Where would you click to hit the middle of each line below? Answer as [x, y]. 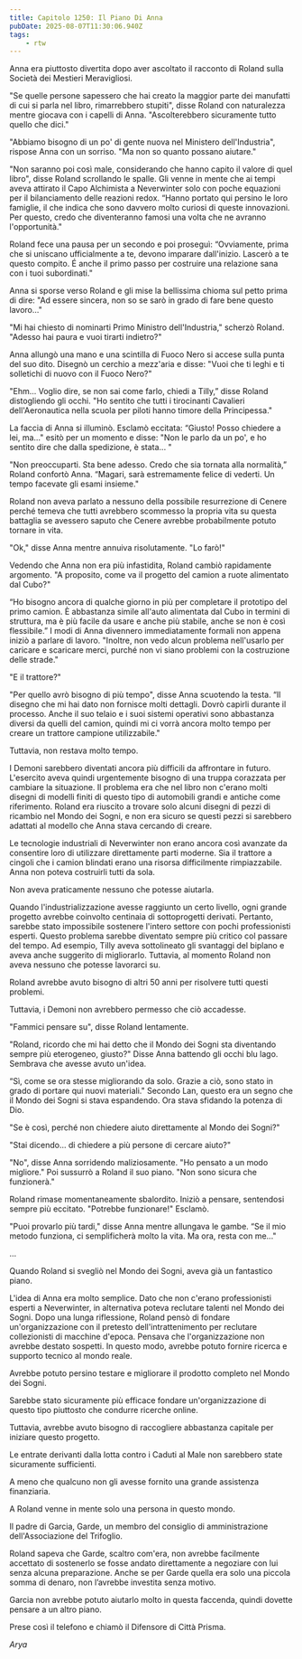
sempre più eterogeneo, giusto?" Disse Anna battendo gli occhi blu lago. [144, 1054]
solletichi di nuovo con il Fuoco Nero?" [81, 374]
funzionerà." [32, 1182]
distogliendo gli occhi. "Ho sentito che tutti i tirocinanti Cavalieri [127, 401]
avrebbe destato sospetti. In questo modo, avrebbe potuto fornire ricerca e [148, 1346]
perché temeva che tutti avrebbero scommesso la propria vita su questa [143, 511]
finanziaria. [30, 1492]
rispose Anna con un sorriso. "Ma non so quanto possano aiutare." [133, 152]
